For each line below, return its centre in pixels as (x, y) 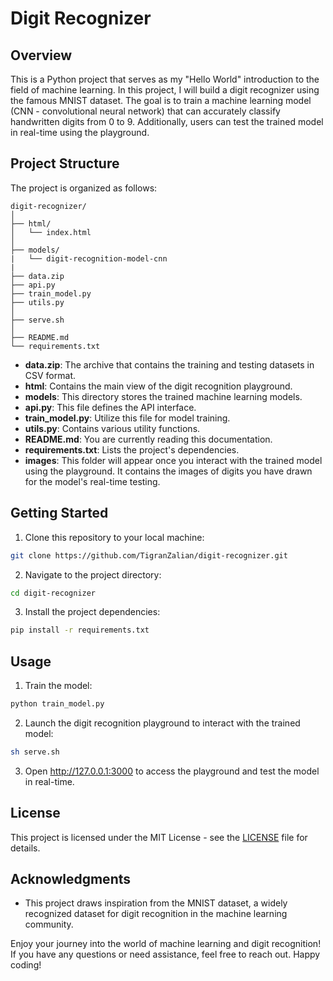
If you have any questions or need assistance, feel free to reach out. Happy (165, 954)
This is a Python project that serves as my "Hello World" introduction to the (165, 79)
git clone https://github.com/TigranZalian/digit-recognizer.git (149, 555)
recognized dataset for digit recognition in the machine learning (156, 914)
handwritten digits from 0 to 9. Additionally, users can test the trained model (167, 121)
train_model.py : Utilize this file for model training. (127, 418)
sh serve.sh (35, 752)
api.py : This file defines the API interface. (110, 407)
